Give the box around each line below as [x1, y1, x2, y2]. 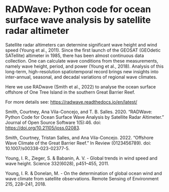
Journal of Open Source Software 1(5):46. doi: [5, 119, 101, 125]
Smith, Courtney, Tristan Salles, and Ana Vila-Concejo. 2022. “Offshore [5, 134, 154, 140]
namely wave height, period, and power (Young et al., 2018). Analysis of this [5, 63, 164, 69]
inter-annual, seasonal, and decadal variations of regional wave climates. [5, 74, 157, 80]
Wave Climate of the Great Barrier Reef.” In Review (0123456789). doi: [5, 140, 151, 146]
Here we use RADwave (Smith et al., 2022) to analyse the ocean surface [5, 83, 156, 89]
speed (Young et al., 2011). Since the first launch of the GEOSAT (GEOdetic [5, 47, 161, 53]
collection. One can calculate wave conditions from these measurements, [5, 58, 158, 64]
